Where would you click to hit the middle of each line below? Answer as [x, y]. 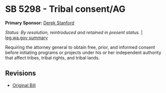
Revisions [21, 73]
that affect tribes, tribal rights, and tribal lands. [53, 57]
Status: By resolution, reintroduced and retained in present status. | [74, 32]
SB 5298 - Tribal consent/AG [65, 9]
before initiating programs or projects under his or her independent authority [83, 52]
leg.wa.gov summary [27, 38]
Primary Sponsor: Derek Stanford [40, 23]
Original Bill [24, 85]
